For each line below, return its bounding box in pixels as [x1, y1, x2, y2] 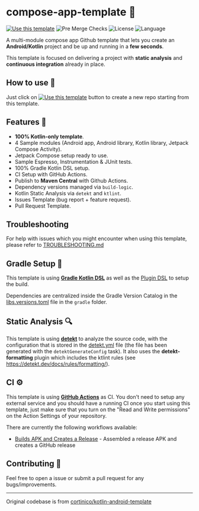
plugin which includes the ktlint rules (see [34, 354, 136, 361]
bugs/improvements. [6, 481, 57, 488]
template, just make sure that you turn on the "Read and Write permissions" [6, 406, 191, 413]
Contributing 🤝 [6, 459, 62, 469]
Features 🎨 [6, 117, 47, 127]
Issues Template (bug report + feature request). [14, 196, 131, 203]
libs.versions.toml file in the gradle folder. [6, 299, 108, 306]
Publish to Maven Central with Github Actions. [14, 177, 129, 184]
